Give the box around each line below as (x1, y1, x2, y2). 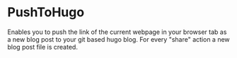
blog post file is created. (7, 42, 78, 51)
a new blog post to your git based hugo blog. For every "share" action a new (7, 35, 230, 43)
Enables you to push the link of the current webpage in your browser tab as (7, 28, 227, 36)
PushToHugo (7, 4, 85, 21)
